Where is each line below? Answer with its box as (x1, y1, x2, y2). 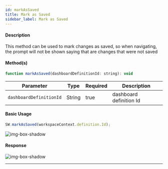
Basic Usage (5, 111, 31, 117)
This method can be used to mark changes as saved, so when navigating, (5, 43, 157, 49)
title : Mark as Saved (5, 12, 50, 17)
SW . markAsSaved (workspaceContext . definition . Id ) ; (5, 122, 111, 127)
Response (5, 142, 26, 148)
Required (85, 82, 107, 89)
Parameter (21, 82, 47, 89)
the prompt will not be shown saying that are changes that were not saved (5, 48, 158, 54)
